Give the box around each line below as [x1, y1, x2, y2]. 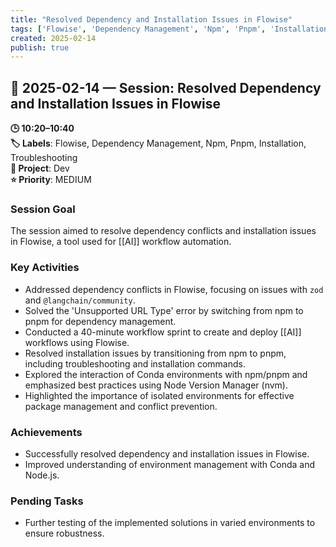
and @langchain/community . [24, 294, 136, 306]
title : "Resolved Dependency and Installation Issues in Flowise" [10, 14, 293, 25]
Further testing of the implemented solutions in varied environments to [24, 517, 316, 529]
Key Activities [10, 261, 80, 275]
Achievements [10, 425, 83, 439]
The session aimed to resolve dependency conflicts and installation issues [10, 225, 317, 237]
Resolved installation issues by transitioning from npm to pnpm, [24, 347, 287, 359]
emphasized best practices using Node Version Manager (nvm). [24, 379, 288, 391]
